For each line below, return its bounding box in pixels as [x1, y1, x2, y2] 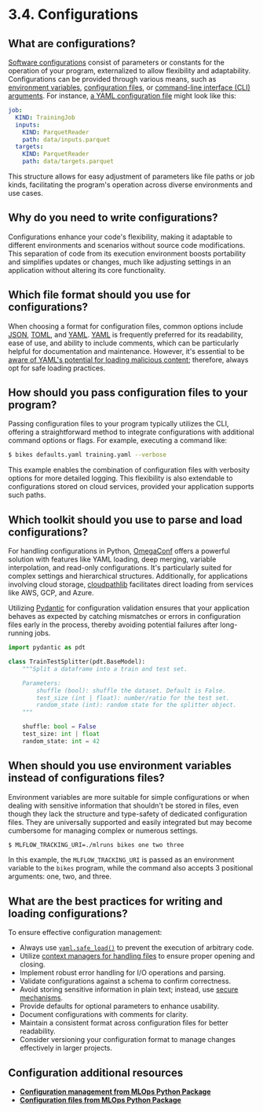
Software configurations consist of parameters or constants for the [8, 57, 225, 67]
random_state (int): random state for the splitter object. [36, 701, 237, 709]
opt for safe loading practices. [8, 363, 106, 373]
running [8, 628, 34, 638]
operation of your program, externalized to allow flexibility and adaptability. [8, 66, 251, 75]
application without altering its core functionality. [8, 265, 166, 274]
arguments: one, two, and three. [8, 871, 112, 882]
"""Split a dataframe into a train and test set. [22, 665, 188, 673]
